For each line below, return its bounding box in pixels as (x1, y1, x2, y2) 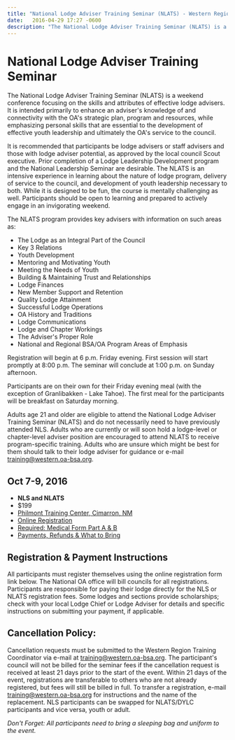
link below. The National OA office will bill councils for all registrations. (7, 577, 210, 585)
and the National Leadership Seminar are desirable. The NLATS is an (7, 164, 205, 173)
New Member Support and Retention (17, 288, 124, 297)
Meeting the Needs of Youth (17, 266, 99, 274)
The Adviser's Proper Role (17, 333, 94, 341)
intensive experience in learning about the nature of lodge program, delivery (7, 172, 227, 180)
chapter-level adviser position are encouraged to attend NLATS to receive (7, 433, 220, 441)
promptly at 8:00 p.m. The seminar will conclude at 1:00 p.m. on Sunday (7, 361, 215, 369)
